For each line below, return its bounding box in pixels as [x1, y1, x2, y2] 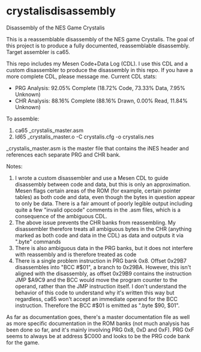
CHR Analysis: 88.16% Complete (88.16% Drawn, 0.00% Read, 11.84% [14, 97, 188, 104]
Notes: [6, 163, 23, 170]
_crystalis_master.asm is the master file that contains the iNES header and [6, 145, 189, 152]
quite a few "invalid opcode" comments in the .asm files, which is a [14, 206, 181, 213]
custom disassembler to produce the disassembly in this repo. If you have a [6, 66, 193, 73]
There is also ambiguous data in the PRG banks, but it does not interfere [14, 244, 193, 251]
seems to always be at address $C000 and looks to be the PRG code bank [6, 332, 190, 339]
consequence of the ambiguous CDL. [14, 212, 108, 219]
